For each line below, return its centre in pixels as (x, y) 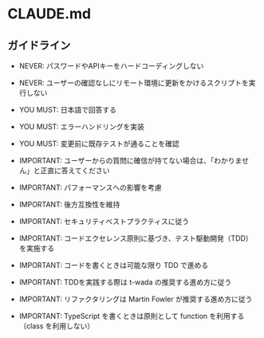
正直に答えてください (75, 171)
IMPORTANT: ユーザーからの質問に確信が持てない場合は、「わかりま (130, 161)
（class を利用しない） (57, 326)
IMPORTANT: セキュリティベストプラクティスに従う (104, 221)
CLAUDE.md (49, 14)
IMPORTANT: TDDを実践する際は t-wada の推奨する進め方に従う (125, 282)
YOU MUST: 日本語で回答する (68, 110)
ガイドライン (39, 45)
